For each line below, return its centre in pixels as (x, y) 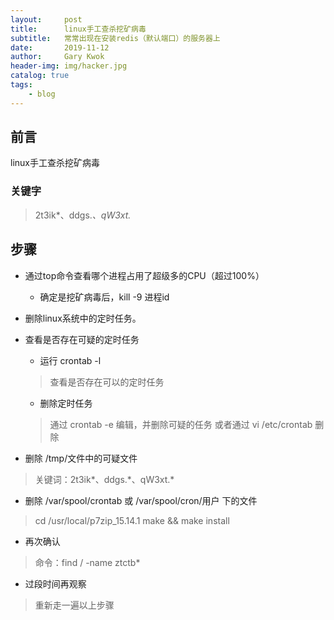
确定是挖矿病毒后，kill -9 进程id (104, 297)
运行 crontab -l (70, 360)
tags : (21, 85)
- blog (42, 94)
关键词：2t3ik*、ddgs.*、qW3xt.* (104, 479)
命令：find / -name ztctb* (87, 562)
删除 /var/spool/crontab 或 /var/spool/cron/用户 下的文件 (141, 500)
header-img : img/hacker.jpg (69, 66)
